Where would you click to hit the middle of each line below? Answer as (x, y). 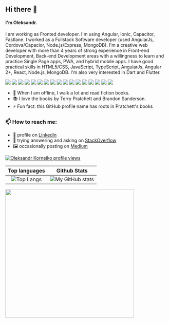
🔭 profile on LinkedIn (35, 135)
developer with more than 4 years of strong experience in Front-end (77, 50)
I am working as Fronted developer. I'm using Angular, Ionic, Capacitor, (80, 34)
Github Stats (72, 170)
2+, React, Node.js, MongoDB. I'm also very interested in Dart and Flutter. (83, 72)
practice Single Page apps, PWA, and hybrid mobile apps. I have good (79, 61)
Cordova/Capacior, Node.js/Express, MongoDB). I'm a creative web (77, 45)
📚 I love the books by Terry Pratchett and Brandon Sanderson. (79, 99)
